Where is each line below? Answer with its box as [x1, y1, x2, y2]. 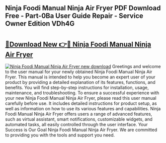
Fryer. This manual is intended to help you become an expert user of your [5, 74, 156, 80]
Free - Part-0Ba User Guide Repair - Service [5, 12, 144, 20]
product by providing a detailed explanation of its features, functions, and [5, 79, 156, 85]
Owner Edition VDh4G [5, 19, 75, 28]
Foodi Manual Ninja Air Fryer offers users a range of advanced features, [5, 111, 153, 117]
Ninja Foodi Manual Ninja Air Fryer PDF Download [5, 4, 161, 12]
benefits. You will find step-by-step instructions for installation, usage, [5, 84, 149, 90]
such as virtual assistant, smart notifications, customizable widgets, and [5, 116, 153, 122]
